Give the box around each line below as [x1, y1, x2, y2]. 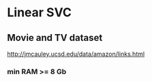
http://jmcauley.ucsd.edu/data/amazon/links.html [7, 50, 145, 58]
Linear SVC [7, 5, 72, 20]
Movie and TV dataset [7, 32, 103, 44]
